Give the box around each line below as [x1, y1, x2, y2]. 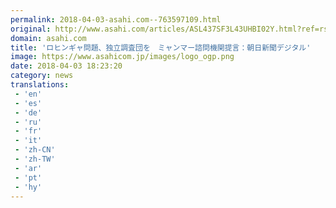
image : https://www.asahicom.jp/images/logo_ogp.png [10, 52, 235, 62]
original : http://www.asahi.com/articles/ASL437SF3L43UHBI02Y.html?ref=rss [10, 24, 333, 34]
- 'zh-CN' [14, 145, 56, 155]
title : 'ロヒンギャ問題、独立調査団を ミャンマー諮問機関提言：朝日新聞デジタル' [10, 42, 312, 53]
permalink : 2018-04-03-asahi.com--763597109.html [10, 14, 222, 25]
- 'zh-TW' [14, 154, 56, 164]
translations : [10, 80, 70, 90]
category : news [10, 71, 74, 81]
